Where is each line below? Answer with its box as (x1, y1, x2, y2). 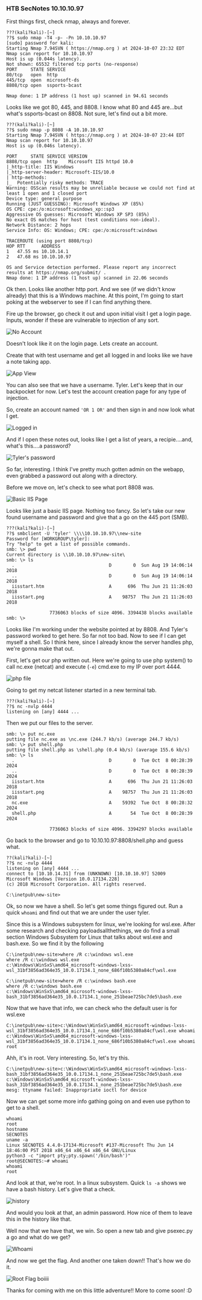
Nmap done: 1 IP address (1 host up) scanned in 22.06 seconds (6, 275, 169, 282)
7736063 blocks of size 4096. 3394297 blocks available (49, 826, 193, 832)
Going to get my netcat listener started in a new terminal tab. (6, 687, 157, 694)
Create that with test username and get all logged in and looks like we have (6, 352, 193, 359)
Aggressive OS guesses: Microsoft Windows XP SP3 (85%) (6, 211, 150, 218)
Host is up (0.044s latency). (6, 56, 83, 62)
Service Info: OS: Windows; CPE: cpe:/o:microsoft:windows (6, 228, 158, 234)
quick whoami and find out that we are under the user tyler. (6, 909, 150, 916)
